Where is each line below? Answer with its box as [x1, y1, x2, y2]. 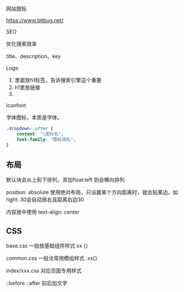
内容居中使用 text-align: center [6, 209, 80, 216]
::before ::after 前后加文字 [6, 280, 68, 287]
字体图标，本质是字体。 [6, 114, 63, 121]
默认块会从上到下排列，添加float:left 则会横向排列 [6, 176, 125, 184]
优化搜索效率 [6, 40, 37, 47]
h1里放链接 [14, 84, 41, 91]
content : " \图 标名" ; [16, 131, 64, 137]
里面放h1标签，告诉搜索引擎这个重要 [14, 77, 102, 83]
